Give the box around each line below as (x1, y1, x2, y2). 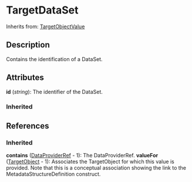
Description (6, 40, 50, 50)
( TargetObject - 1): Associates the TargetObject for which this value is (6, 158, 174, 165)
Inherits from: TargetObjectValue (6, 23, 85, 30)
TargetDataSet (6, 4, 79, 17)
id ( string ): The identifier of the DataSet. (6, 88, 103, 95)
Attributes (6, 73, 44, 83)
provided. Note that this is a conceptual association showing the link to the (6, 164, 187, 171)
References (6, 121, 49, 131)
